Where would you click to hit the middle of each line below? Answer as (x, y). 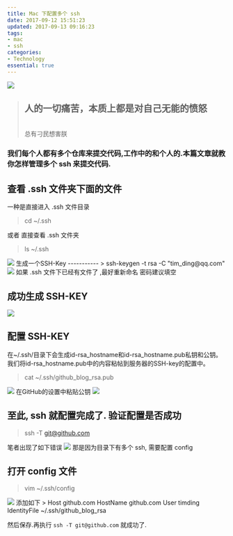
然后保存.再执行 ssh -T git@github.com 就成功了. (77, 525)
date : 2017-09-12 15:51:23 (46, 20)
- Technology (26, 59)
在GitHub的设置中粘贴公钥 (53, 391)
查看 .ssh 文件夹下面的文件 (65, 189)
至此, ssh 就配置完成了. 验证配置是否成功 (95, 416)
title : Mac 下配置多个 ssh (43, 14)
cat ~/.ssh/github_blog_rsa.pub (69, 377)
